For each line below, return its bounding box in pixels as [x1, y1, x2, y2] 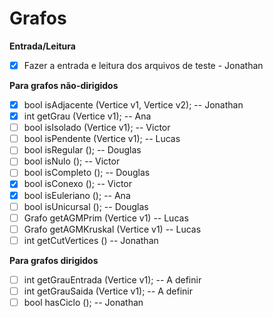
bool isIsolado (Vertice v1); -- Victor [23, 122, 171, 134]
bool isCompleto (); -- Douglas [23, 167, 151, 179]
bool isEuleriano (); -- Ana [23, 189, 131, 201]
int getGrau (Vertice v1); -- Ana [23, 110, 152, 122]
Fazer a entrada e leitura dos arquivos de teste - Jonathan [23, 59, 264, 71]
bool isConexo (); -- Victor [23, 178, 132, 190]
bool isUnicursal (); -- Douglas [23, 200, 149, 212]
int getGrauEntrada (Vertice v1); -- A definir [23, 273, 202, 286]
